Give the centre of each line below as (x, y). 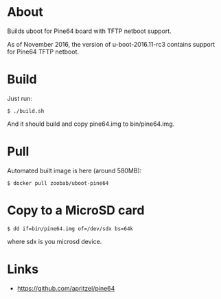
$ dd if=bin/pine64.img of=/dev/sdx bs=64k (70, 229)
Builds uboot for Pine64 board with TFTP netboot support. (89, 31)
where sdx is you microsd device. (55, 241)
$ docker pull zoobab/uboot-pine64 (58, 183)
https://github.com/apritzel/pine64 (66, 288)
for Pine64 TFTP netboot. (43, 52)
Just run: (20, 98)
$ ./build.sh (26, 111)
